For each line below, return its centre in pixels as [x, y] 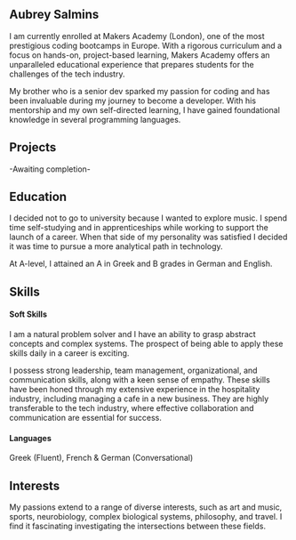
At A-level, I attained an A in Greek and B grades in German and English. [141, 264]
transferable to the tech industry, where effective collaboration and [132, 408]
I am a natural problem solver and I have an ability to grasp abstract [132, 334]
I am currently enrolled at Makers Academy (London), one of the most [137, 36]
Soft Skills [28, 314]
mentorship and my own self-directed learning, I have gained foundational [144, 109]
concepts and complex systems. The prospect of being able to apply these [146, 344]
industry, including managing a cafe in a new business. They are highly [139, 399]
